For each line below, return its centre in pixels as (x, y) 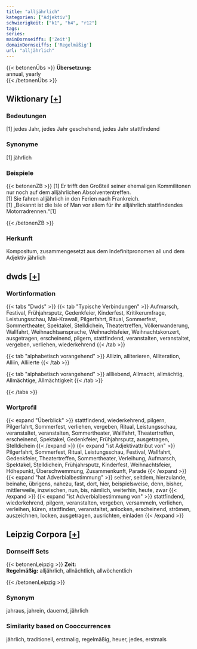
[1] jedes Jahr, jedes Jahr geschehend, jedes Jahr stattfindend (83, 129)
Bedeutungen (26, 116)
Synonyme (22, 144)
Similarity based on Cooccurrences (59, 626)
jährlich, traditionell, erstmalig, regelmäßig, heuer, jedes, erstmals (87, 639)
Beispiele (20, 173)
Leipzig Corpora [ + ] (43, 534)
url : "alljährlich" (30, 51)
